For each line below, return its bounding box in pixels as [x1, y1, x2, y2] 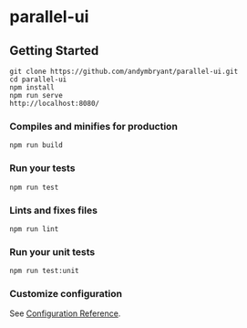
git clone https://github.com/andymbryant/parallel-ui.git [9, 67, 239, 76]
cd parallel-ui [9, 75, 67, 84]
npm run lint [9, 224, 59, 234]
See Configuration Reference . [9, 308, 121, 319]
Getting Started [9, 43, 99, 58]
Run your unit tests [9, 245, 96, 258]
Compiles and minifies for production [9, 120, 178, 132]
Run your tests [9, 162, 76, 175]
